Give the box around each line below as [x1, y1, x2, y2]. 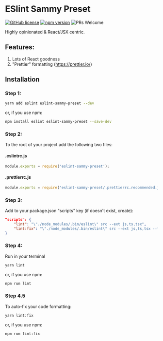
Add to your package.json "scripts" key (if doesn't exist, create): [5, 208, 133, 213]
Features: [5, 43, 35, 52]
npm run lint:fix [5, 331, 40, 336]
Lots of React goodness [12, 56, 60, 62]
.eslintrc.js [5, 153, 28, 159]
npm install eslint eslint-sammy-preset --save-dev [5, 119, 112, 124]
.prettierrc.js [5, 174, 32, 180]
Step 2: [5, 131, 23, 137]
